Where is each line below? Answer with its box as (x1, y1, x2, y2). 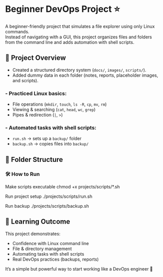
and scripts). (12, 77, 39, 83)
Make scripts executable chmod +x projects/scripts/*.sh (5, 184, 120, 190)
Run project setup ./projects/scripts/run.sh (5, 193, 93, 199)
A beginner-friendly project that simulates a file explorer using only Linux (5, 23, 155, 29)
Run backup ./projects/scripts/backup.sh (5, 203, 89, 209)
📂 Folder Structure (5, 155, 63, 164)
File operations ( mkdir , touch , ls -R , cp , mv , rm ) (12, 101, 107, 107)
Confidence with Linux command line (12, 240, 89, 246)
